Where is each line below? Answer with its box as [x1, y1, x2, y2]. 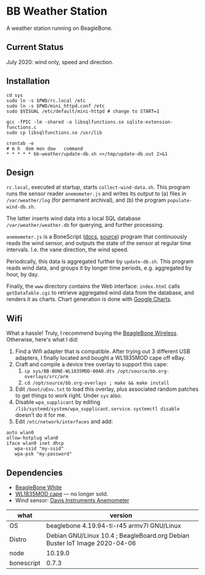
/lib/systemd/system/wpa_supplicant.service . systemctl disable [15, 405, 180, 412]
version [109, 511, 132, 520]
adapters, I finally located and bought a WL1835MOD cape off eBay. [15, 354, 186, 362]
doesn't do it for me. [15, 412, 67, 419]
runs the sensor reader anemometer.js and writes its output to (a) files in [6, 190, 187, 198]
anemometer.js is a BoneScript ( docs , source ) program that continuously [6, 233, 187, 240]
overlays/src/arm [24, 374, 69, 380]
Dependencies [6, 468, 63, 478]
